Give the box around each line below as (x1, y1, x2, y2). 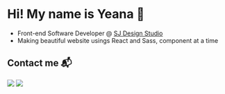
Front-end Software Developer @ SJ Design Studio (17, 29, 163, 37)
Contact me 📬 (7, 57, 72, 69)
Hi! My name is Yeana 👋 (7, 6, 145, 22)
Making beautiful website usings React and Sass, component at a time (17, 36, 219, 44)
